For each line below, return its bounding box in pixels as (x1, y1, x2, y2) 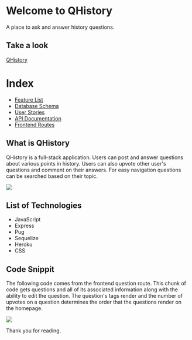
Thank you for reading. (6, 327, 61, 334)
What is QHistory (6, 138, 70, 148)
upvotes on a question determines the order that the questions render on (6, 298, 182, 306)
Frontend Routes (14, 121, 55, 128)
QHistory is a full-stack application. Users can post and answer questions (6, 154, 183, 161)
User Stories (14, 109, 45, 116)
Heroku (14, 241, 33, 248)
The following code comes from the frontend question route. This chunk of (6, 280, 186, 287)
